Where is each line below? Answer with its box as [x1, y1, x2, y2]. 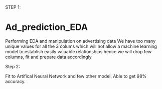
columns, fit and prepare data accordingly [5, 54, 92, 60]
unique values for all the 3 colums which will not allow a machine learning [5, 43, 157, 49]
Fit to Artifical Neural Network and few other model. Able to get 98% [5, 73, 147, 79]
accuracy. [5, 78, 26, 84]
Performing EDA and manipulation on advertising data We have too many [5, 38, 156, 44]
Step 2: [5, 63, 20, 69]
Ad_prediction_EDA [5, 22, 88, 33]
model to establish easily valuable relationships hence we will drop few [5, 48, 152, 54]
